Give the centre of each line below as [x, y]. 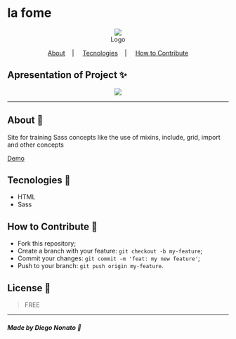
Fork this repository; [46, 244]
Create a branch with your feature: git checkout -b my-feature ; [110, 251]
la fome [29, 13]
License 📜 [29, 288]
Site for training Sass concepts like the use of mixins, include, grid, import [114, 137]
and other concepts [36, 145]
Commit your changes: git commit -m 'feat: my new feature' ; [109, 258]
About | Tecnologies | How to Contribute [118, 53]
